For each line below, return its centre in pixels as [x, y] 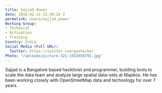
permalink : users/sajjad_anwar [37, 19]
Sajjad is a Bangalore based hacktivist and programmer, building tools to [79, 70]
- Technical [17, 28]
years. [12, 86]
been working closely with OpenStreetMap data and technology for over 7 [81, 80]
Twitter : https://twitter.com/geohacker [52, 51]
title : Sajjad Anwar [26, 10]
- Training [16, 38]
